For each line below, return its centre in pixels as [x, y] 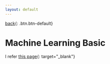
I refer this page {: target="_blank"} [40, 56]
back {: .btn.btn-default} [29, 23]
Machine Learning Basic [55, 43]
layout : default [22, 9]
